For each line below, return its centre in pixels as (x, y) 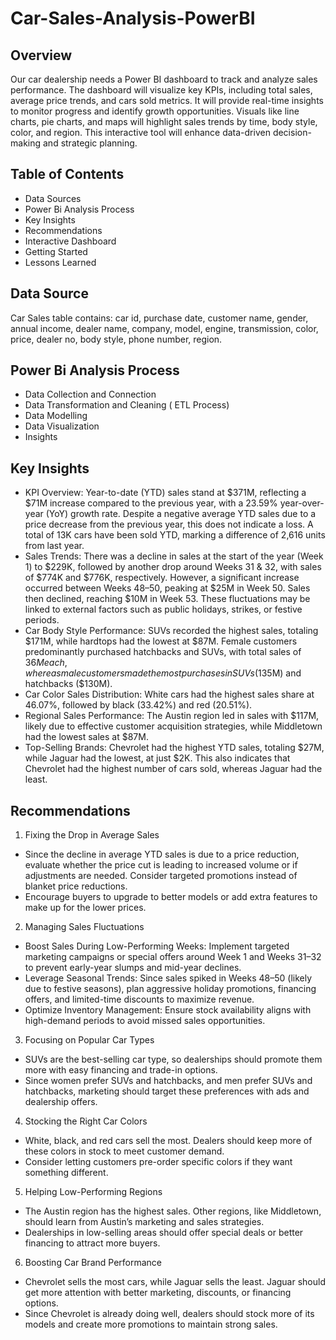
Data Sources (53, 198)
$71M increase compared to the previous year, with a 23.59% (151, 503)
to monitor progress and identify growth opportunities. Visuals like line (155, 111)
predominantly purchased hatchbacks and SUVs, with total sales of (163, 652)
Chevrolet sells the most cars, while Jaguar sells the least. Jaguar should (175, 1282)
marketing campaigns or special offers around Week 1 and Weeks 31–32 (173, 957)
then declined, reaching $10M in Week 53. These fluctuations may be (167, 599)
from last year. (54, 546)
